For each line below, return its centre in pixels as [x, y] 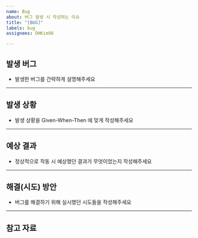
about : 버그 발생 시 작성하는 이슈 [43, 17]
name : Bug [18, 11]
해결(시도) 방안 [32, 187]
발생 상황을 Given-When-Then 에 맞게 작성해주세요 [74, 120]
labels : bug [21, 28]
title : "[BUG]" [25, 22]
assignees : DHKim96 [30, 33]
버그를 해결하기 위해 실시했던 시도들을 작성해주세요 [73, 202]
